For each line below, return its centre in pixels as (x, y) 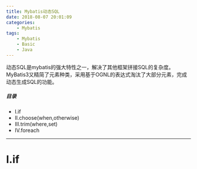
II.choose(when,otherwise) (47, 117)
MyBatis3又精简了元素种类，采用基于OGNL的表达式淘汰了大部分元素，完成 (97, 75)
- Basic (26, 45)
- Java (25, 50)
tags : (13, 33)
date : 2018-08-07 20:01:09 (39, 17)
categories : (21, 22)
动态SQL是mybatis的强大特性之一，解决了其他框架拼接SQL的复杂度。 (90, 67)
